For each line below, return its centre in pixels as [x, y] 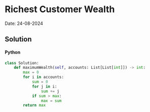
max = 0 [31, 72]
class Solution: [22, 63]
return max [34, 105]
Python [13, 52]
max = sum [51, 101]
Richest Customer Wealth [60, 9]
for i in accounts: [44, 77]
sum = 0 [40, 82]
